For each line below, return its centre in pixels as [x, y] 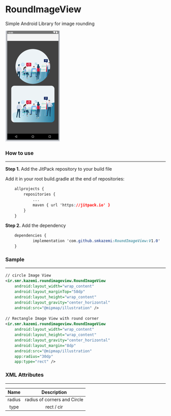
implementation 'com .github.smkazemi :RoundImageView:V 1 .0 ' [96, 241]
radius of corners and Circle [54, 400]
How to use [20, 153]
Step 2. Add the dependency [36, 225]
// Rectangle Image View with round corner [52, 319]
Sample [15, 260]
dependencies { [31, 236]
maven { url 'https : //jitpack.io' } [71, 205]
